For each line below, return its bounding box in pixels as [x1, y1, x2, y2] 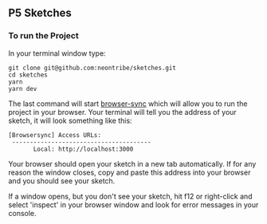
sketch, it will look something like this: [8, 116, 133, 125]
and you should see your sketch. [8, 175, 116, 186]
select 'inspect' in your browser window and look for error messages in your [8, 199, 259, 210]
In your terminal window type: [8, 48, 106, 58]
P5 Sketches [8, 6, 72, 20]
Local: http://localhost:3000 [33, 145, 134, 153]
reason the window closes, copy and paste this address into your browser [8, 167, 251, 177]
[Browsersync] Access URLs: [8, 131, 102, 139]
